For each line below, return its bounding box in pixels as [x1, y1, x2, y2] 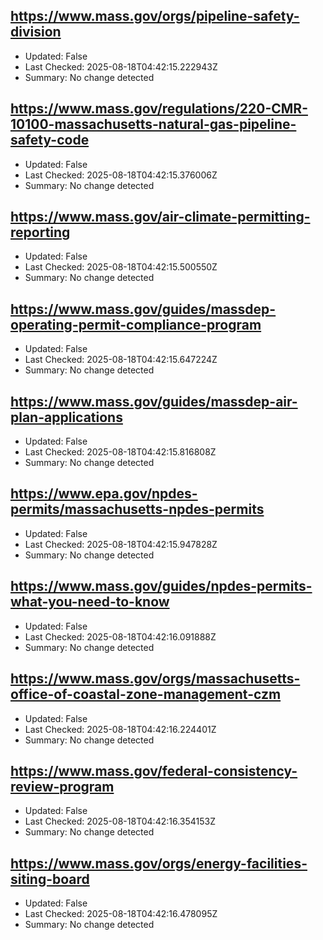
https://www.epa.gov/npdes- [10, 485, 198, 503]
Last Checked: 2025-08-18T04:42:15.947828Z [24, 538, 218, 550]
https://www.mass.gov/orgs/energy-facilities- [10, 855, 308, 872]
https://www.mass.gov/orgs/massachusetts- [10, 670, 301, 688]
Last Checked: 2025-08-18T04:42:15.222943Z [24, 60, 218, 73]
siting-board [10, 870, 90, 888]
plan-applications [10, 409, 123, 426]
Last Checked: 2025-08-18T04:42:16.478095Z [24, 908, 218, 920]
